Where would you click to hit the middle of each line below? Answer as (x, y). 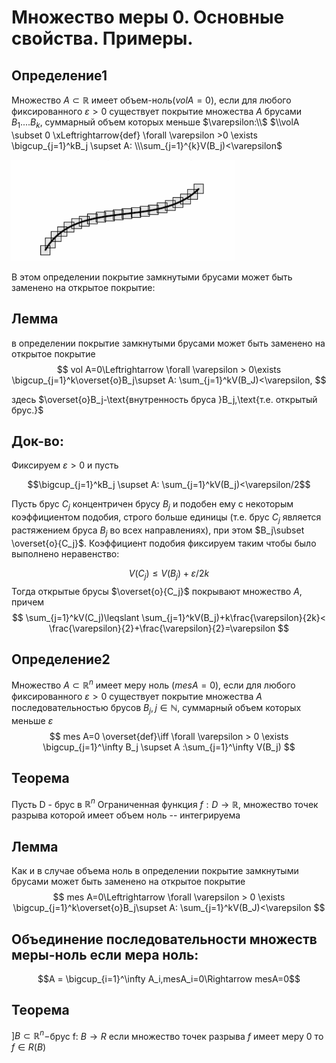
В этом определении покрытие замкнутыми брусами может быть (152, 277)
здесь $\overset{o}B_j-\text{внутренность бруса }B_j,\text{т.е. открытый (164, 399)
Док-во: (37, 441)
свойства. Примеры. (102, 38)
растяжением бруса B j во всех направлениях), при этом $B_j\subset (158, 531)
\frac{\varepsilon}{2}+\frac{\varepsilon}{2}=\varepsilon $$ (169, 628)
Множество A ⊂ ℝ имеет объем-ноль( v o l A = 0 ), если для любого (151, 100)
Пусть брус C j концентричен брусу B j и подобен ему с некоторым (152, 505)
